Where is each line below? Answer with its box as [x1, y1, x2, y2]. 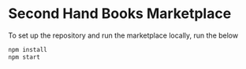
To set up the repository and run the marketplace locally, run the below [8, 31, 239, 40]
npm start [8, 53, 41, 61]
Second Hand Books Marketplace [8, 5, 232, 23]
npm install [8, 45, 47, 53]
